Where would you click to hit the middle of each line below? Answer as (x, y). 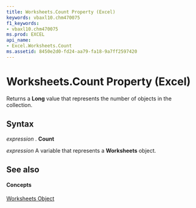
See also (23, 169)
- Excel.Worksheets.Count (39, 46)
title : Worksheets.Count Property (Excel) (61, 12)
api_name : (19, 40)
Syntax (20, 124)
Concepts (19, 185)
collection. (19, 105)
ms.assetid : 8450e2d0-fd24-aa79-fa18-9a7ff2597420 (72, 52)
